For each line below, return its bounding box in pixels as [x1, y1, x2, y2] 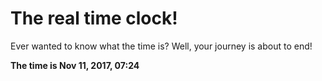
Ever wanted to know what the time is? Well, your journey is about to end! [10, 40, 313, 52]
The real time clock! [10, 7, 178, 30]
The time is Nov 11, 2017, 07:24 [10, 59, 140, 71]
